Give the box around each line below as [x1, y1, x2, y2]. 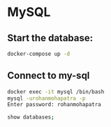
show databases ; [7, 114, 54, 121]
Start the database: [7, 32, 93, 44]
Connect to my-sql [7, 70, 90, 82]
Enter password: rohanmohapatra [7, 101, 101, 108]
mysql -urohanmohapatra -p [7, 95, 86, 102]
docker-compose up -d [7, 50, 71, 57]
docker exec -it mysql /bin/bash [7, 88, 105, 95]
